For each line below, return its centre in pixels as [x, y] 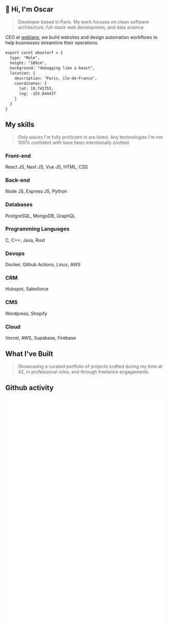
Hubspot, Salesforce [27, 289]
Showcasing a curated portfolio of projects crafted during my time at [90, 366]
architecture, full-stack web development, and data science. [81, 27]
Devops [15, 253]
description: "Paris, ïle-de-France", [56, 78]
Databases [19, 204]
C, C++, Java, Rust [25, 240]
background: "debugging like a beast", [52, 68]
